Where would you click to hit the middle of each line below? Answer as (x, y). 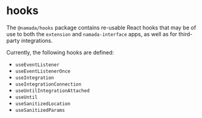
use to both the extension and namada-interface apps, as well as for (92, 34)
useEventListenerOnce (43, 71)
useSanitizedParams (40, 110)
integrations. (37, 40)
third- (185, 34)
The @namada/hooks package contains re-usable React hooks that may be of (101, 28)
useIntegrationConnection (48, 84)
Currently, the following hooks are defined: (60, 52)
